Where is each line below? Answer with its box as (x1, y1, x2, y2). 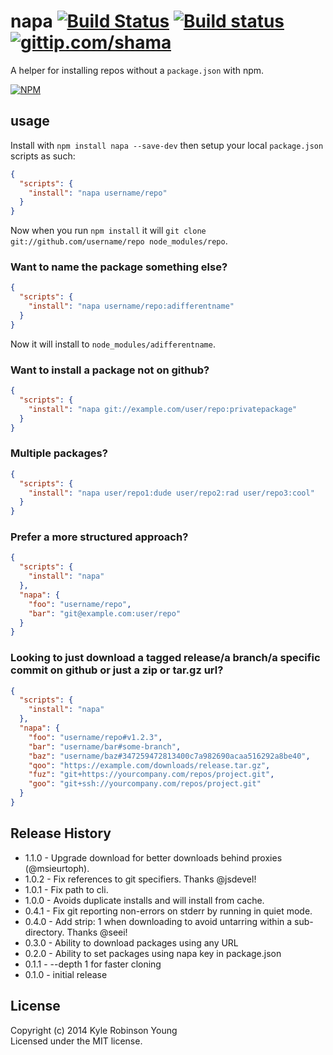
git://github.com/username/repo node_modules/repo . (10, 235, 228, 247)
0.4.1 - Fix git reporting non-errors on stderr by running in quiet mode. (24, 905, 313, 917)
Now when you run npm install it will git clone (10, 225, 207, 237)
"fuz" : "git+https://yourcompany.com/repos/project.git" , (28, 770, 275, 780)
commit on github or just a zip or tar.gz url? (10, 663, 224, 677)
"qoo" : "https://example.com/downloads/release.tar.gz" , (28, 760, 271, 770)
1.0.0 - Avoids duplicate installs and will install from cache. (24, 894, 265, 906)
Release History (10, 825, 112, 842)
